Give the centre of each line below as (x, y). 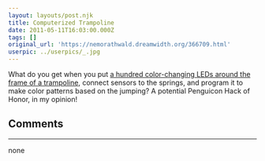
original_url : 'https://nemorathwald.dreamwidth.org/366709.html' (119, 45)
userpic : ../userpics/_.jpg (54, 52)
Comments (36, 124)
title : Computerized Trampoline (61, 23)
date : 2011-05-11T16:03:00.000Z (61, 30)
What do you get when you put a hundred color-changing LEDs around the (129, 74)
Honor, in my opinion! (43, 99)
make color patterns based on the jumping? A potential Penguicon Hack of (129, 91)
